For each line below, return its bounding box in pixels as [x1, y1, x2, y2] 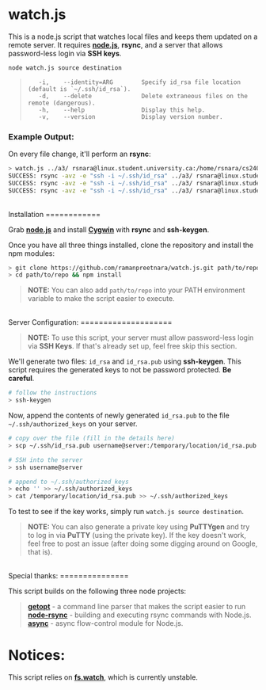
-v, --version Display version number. [38, 112, 223, 120]
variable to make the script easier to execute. [27, 294, 176, 303]
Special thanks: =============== [8, 571, 129, 581]
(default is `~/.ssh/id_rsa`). [27, 85, 131, 93]
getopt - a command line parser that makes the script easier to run [27, 602, 246, 612]
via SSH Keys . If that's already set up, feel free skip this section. [27, 341, 237, 351]
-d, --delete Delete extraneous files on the [38, 92, 248, 100]
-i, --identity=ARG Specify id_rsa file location [38, 78, 241, 86]
